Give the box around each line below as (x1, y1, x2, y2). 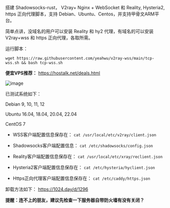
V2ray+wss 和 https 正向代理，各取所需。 (5, 35, 93, 41)
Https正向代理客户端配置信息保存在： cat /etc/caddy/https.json (12, 175, 151, 181)
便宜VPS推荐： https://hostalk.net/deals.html (5, 70, 100, 76)
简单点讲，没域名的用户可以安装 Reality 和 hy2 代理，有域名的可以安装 (5, 28, 154, 34)
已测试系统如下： (5, 91, 41, 97)
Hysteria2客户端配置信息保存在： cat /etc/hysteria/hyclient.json (12, 164, 155, 171)
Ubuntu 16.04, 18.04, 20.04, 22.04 (5, 111, 77, 117)
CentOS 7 (5, 121, 26, 127)
